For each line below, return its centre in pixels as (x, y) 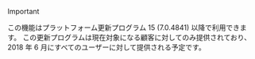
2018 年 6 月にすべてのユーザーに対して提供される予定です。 (106, 47)
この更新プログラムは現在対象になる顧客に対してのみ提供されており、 (137, 37)
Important (23, 11)
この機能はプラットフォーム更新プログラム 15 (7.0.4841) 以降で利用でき (124, 28)
